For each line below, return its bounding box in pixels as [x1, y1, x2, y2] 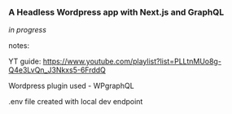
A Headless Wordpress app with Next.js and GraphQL [8, 7, 225, 18]
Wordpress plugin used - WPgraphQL [8, 81, 134, 91]
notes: [8, 41, 30, 50]
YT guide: [8, 56, 42, 67]
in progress [8, 25, 47, 35]
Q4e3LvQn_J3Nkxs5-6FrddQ [8, 65, 106, 75]
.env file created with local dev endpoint [8, 97, 143, 107]
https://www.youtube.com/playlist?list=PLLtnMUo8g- [42, 56, 222, 67]
